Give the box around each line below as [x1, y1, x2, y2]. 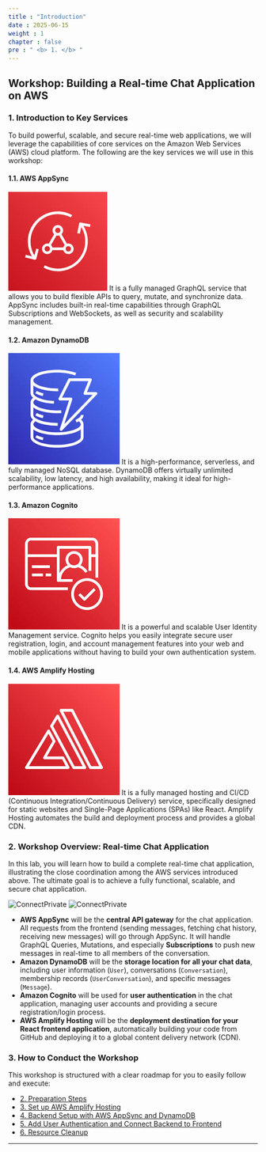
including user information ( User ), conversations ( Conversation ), [19, 965, 228, 975]
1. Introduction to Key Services [8, 112, 128, 123]
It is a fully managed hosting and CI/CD [121, 787, 249, 797]
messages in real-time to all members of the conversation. [19, 948, 211, 957]
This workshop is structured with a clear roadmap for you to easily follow [8, 1071, 247, 1080]
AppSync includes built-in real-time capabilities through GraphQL [8, 301, 222, 310]
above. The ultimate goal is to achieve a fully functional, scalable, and [8, 875, 236, 885]
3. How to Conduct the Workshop [8, 1052, 139, 1063]
